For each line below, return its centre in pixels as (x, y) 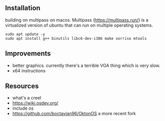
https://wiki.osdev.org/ (35, 103)
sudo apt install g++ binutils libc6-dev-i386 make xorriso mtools (76, 38)
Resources (22, 86)
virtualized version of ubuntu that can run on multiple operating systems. (79, 25)
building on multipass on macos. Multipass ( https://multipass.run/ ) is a (77, 20)
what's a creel (27, 98)
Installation (23, 8)
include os (23, 108)
